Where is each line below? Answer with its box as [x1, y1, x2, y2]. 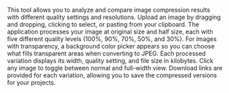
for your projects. [7, 79, 56, 86]
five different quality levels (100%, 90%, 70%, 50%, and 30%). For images [7, 35, 217, 43]
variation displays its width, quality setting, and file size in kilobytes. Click [7, 57, 214, 64]
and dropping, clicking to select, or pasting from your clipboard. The [7, 21, 200, 28]
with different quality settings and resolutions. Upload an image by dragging [7, 13, 221, 21]
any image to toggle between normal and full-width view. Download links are [7, 64, 223, 72]
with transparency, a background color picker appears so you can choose [7, 42, 215, 50]
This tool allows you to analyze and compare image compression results [7, 6, 211, 14]
